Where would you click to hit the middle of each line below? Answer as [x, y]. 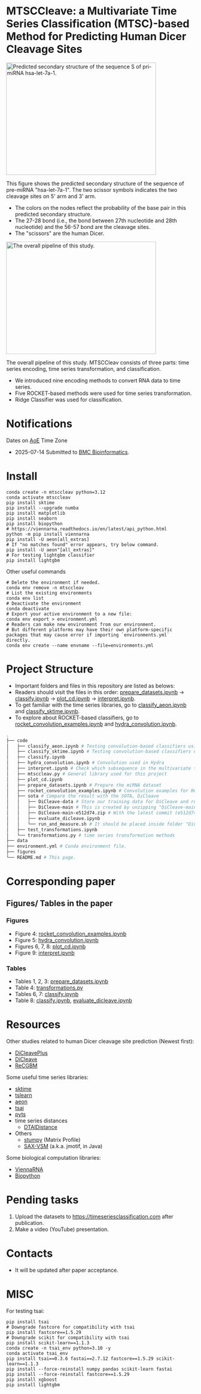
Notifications [39, 424]
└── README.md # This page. [41, 858]
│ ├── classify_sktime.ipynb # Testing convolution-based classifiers [99, 752]
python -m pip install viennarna [48, 534]
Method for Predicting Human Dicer [96, 37]
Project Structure [50, 669]
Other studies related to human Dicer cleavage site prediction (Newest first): [100, 1041]
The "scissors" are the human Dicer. [60, 233]
